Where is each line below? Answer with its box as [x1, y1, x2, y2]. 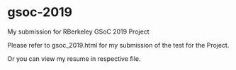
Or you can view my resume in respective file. [7, 54, 141, 63]
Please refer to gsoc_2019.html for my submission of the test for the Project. [7, 41, 230, 49]
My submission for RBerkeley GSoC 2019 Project [7, 27, 150, 36]
